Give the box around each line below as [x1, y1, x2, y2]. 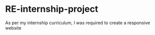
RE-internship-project [5, 3, 98, 15]
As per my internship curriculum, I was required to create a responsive [5, 20, 150, 26]
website [5, 25, 21, 31]
